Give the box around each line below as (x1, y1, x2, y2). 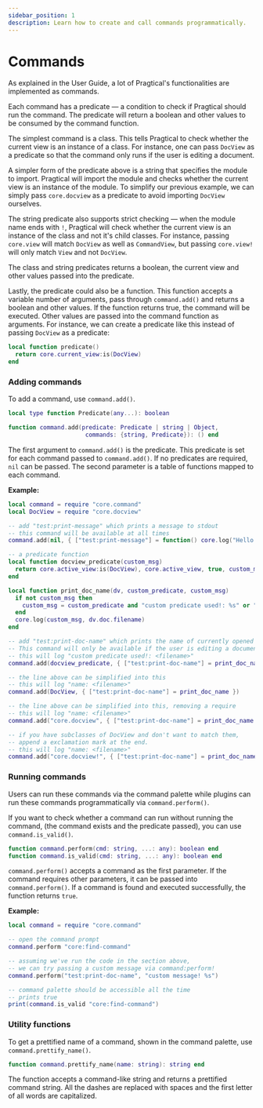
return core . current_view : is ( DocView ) (15, 351, 142, 359)
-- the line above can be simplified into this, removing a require (8, 702, 236, 710)
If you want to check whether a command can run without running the (8, 813, 233, 822)
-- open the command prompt (8, 935, 100, 944)
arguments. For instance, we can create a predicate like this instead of (8, 319, 235, 330)
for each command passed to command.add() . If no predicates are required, (8, 453, 248, 463)
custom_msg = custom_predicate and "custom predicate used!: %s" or (22, 601, 250, 609)
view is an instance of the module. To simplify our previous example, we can (8, 182, 254, 192)
